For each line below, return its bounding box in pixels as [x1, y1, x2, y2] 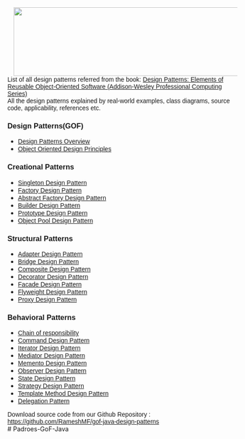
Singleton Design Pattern [17, 178, 87, 187]
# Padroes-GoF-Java [7, 425, 69, 433]
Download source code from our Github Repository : [7, 410, 151, 419]
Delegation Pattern [17, 397, 70, 406]
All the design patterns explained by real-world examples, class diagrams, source [7, 97, 231, 105]
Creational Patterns [7, 162, 75, 172]
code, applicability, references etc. [7, 104, 101, 112]
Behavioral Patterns [7, 313, 76, 321]
